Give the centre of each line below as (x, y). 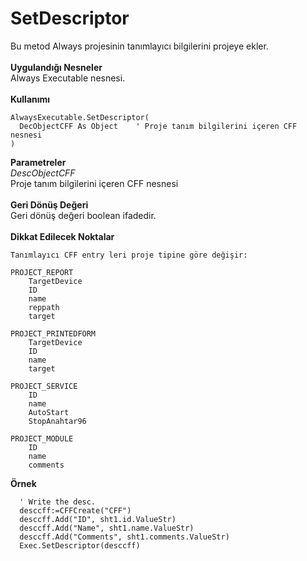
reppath (44, 307)
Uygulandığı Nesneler (56, 67)
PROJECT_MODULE (42, 438)
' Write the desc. (58, 502)
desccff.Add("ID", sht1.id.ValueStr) (98, 519)
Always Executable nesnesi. (68, 78)
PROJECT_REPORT (42, 272)
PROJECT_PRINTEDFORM (53, 333)
